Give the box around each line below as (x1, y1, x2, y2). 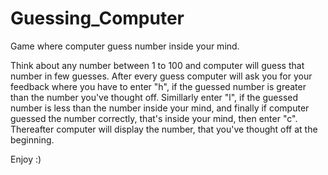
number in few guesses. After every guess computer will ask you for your (10, 70, 313, 82)
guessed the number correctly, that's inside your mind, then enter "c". (10, 112, 298, 124)
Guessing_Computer (10, 7, 185, 30)
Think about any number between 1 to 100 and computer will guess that (10, 59, 305, 71)
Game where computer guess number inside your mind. (10, 40, 240, 52)
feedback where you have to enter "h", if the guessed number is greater (10, 80, 307, 92)
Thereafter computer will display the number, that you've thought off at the (10, 123, 318, 135)
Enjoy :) (10, 153, 42, 165)
